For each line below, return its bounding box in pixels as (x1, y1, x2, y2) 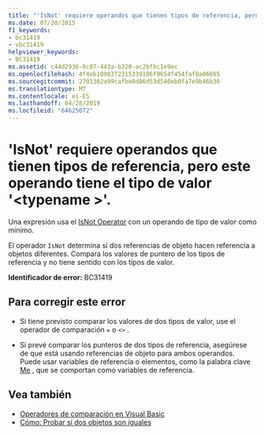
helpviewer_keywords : (8, 48, 80, 56)
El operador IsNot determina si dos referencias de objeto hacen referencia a (8, 240, 256, 250)
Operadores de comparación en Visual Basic (19, 409, 165, 418)
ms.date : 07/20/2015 (8, 19, 77, 27)
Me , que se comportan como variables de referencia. (19, 365, 195, 374)
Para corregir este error (8, 296, 126, 309)
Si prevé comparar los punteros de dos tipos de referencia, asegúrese (19, 340, 248, 349)
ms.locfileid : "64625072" (8, 107, 93, 115)
